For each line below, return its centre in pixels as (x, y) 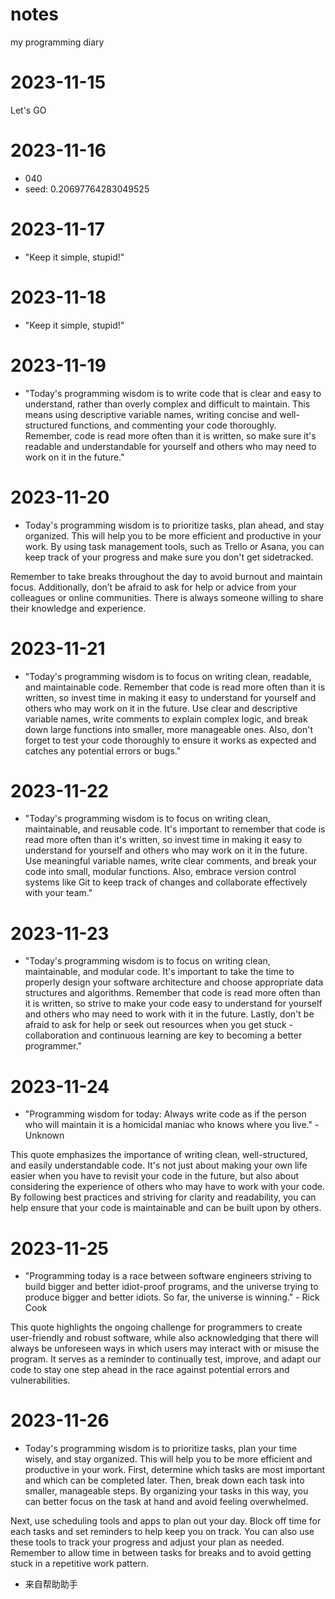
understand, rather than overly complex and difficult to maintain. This (167, 404)
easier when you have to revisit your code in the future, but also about (155, 1176)
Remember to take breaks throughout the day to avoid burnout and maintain (166, 576)
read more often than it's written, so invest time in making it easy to (163, 840)
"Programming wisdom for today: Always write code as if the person (165, 1114)
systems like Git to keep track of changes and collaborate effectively (166, 882)
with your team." (58, 893)
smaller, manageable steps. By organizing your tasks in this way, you (166, 1491)
